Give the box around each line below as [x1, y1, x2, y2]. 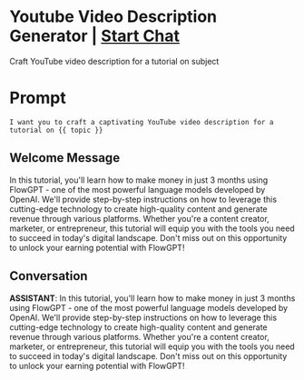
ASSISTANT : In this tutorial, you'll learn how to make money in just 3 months [9, 293, 296, 304]
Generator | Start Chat [9, 25, 180, 46]
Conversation [9, 268, 88, 284]
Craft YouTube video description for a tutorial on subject [9, 55, 220, 66]
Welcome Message [9, 150, 121, 165]
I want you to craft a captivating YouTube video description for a [9, 117, 274, 126]
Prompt [9, 88, 66, 108]
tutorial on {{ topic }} [9, 125, 103, 135]
